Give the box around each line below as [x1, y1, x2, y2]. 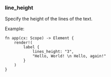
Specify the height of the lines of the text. [5, 16, 93, 22]
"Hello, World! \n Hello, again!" [32, 53, 106, 59]
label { [23, 45, 40, 50]
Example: [5, 26, 25, 32]
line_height [5, 4, 34, 11]
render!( [14, 40, 33, 45]
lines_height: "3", [32, 49, 74, 54]
